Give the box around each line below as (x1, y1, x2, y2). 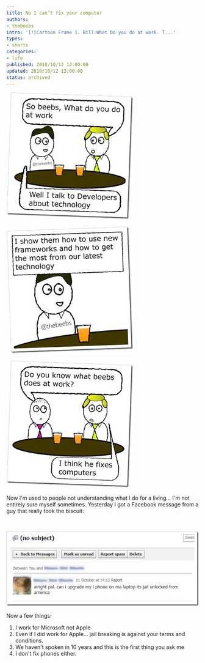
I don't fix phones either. (15, 650, 77, 657)
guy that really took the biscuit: (6, 508, 84, 515)
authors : (6, 16, 29, 23)
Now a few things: (6, 612, 52, 619)
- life (6, 55, 23, 61)
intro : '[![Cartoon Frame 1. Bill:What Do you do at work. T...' (6, 29, 176, 35)
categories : (6, 49, 37, 55)
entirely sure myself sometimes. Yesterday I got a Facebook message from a (6, 501, 199, 508)
